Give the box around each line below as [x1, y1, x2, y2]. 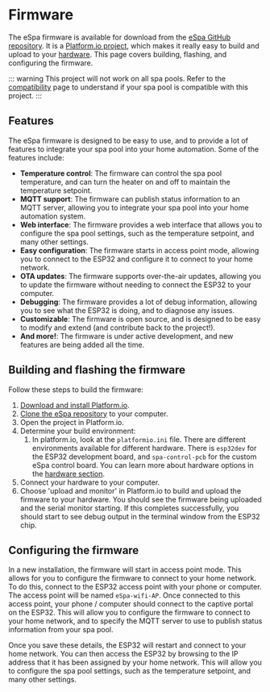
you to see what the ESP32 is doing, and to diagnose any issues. [19, 305, 235, 315]
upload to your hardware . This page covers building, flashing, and [8, 49, 227, 59]
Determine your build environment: [19, 426, 136, 436]
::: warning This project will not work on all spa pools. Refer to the [8, 73, 226, 83]
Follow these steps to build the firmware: [8, 385, 143, 394]
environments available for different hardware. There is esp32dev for [31, 443, 257, 452]
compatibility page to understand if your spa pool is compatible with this [8, 82, 248, 92]
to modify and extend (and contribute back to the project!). [19, 323, 216, 332]
